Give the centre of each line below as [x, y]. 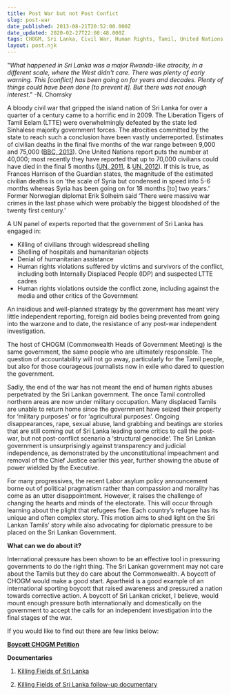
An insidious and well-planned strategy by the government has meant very [113, 309]
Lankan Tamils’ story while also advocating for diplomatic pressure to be [110, 525]
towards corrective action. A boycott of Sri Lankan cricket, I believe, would [113, 596]
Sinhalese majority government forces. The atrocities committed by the [108, 130]
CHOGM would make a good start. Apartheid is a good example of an [106, 581]
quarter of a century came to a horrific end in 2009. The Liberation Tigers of [115, 115]
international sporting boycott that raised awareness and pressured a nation [115, 588]
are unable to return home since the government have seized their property [114, 409]
